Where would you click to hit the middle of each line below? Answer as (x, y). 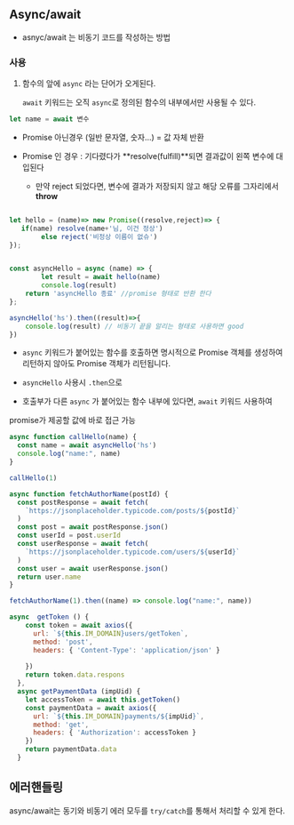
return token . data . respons (75, 675)
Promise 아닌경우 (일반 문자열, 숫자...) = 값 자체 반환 (113, 137)
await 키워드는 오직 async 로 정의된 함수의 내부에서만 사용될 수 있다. (139, 102)
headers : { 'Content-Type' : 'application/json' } (126, 650)
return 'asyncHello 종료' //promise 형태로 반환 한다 (118, 294)
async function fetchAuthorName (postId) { (89, 494)
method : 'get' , (61, 725)
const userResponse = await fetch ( (83, 544)
